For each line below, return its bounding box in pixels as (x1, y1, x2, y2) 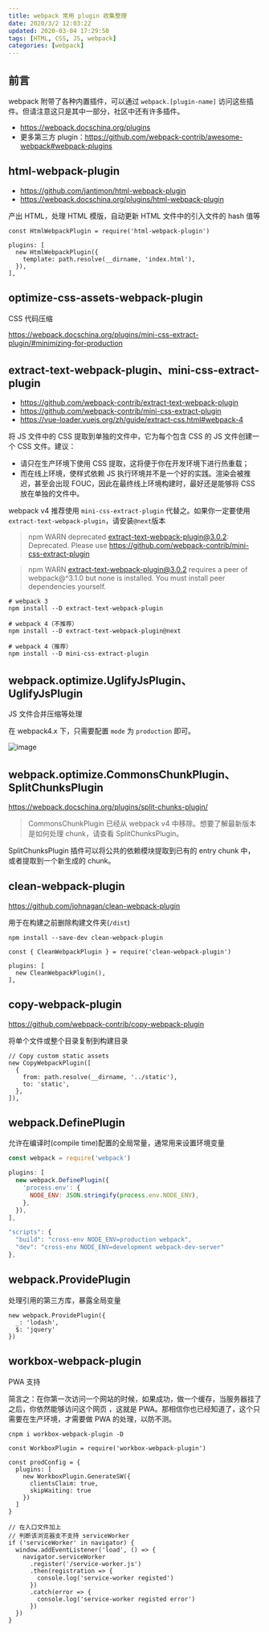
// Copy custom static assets (8, 1052, 110, 1060)
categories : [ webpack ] (8, 42, 84, 50)
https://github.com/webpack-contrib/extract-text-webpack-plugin (19, 398, 239, 407)
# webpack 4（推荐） (8, 643, 72, 651)
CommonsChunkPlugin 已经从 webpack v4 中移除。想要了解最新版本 (27, 818, 257, 828)
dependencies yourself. (27, 582, 107, 591)
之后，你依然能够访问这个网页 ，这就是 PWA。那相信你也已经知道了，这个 (8, 1403, 254, 1413)
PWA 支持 (8, 1377, 41, 1387)
